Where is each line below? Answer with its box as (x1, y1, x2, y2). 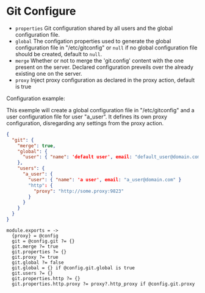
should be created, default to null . (15, 50, 103, 57)
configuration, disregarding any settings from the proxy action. (6, 119, 164, 126)
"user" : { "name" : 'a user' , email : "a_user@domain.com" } (28, 176, 182, 183)
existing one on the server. (15, 70, 82, 77)
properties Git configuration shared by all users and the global (15, 24, 173, 32)
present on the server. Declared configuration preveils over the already (15, 63, 194, 71)
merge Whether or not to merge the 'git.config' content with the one (15, 57, 184, 64)
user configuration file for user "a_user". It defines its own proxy (6, 113, 168, 120)
